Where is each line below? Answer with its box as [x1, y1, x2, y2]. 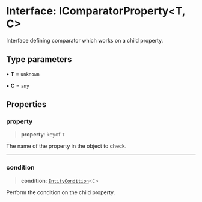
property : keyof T [20, 131, 65, 138]
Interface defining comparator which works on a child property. [6, 37, 164, 44]
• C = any [6, 82, 29, 89]
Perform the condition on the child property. [6, 188, 115, 196]
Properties [6, 99, 47, 109]
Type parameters [6, 54, 72, 64]
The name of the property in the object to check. [6, 142, 127, 150]
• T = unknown [6, 70, 40, 78]
